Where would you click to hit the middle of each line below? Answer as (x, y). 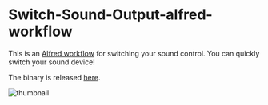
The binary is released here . (55, 77)
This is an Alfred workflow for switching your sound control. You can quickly (134, 53)
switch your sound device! (52, 62)
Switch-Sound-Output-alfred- (111, 15)
